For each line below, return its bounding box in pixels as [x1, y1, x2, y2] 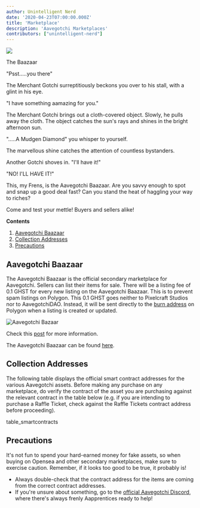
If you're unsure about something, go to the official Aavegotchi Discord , [14, 488, 191, 495]
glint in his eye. [6, 88, 44, 96]
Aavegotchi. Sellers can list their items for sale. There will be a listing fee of [6, 281, 191, 289]
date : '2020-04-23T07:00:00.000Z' [6, 14, 93, 20]
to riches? [6, 195, 31, 202]
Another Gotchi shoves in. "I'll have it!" [6, 159, 101, 166]
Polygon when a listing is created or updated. [6, 307, 118, 314]
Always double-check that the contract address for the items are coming [14, 476, 194, 483]
